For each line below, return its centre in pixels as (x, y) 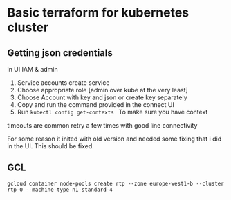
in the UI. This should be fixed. (51, 146)
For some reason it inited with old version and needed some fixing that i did (114, 139)
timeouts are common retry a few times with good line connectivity (102, 125)
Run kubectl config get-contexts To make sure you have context (112, 112)
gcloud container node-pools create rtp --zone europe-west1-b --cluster (116, 183)
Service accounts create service (63, 83)
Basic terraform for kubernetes (98, 13)
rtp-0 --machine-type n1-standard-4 (60, 190)
